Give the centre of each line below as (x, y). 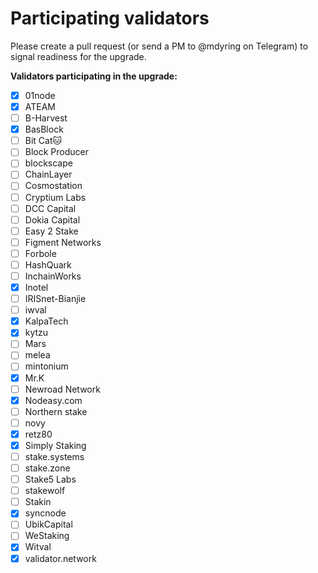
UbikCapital (48, 524)
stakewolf (45, 491)
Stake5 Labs (50, 479)
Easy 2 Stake (51, 231)
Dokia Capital (52, 219)
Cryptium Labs (55, 197)
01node (40, 95)
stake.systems (54, 456)
